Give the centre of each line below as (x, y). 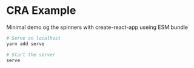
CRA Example (41, 11)
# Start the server (31, 55)
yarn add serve (25, 44)
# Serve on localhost (34, 38)
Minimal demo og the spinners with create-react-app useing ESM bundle (97, 27)
